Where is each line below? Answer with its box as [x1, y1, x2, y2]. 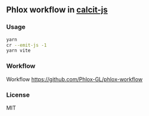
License [6, 90, 30, 99]
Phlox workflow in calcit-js [6, 5, 108, 15]
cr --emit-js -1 [6, 42, 47, 48]
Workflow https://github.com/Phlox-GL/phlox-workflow [6, 75, 143, 83]
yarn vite [6, 47, 31, 53]
